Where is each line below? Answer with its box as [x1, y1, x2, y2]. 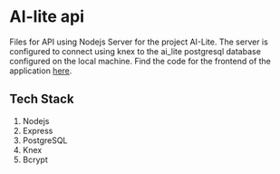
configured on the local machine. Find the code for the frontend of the [9, 55, 272, 66]
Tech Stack [9, 92, 74, 107]
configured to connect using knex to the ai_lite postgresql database [9, 45, 261, 56]
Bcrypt [22, 154, 48, 165]
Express [22, 125, 53, 136]
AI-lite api [9, 6, 84, 27]
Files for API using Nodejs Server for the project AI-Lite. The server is [9, 36, 269, 47]
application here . [9, 65, 72, 76]
